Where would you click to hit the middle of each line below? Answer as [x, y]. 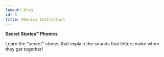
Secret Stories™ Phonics [31, 34]
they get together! [24, 49]
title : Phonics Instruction [35, 19]
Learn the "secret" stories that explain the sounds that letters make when [82, 44]
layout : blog [19, 10]
